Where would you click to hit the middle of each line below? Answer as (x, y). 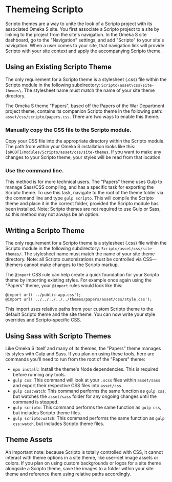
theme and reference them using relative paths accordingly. (68, 474)
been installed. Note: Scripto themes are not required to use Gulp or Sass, (83, 209)
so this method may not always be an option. (52, 214)
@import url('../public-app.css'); (43, 295)
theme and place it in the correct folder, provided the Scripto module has (82, 204)
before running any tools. (39, 374)
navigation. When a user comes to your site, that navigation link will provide (85, 45)
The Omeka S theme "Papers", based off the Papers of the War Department (85, 106)
